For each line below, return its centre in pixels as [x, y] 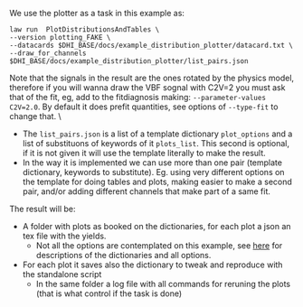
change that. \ [35, 116]
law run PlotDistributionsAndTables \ [85, 30]
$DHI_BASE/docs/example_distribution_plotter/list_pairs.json [129, 61]
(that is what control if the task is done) [109, 293]
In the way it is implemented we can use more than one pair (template [152, 163]
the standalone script [62, 274]
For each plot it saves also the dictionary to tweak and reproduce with [152, 265]
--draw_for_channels [48, 53]
